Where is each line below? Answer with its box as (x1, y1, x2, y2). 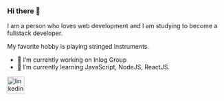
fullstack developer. (7, 29, 63, 37)
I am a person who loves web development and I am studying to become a (7, 22, 218, 30)
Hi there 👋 (7, 6, 41, 16)
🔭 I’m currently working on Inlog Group (16, 56, 127, 64)
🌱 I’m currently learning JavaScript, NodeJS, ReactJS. (16, 63, 170, 71)
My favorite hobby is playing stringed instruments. (7, 43, 150, 51)
